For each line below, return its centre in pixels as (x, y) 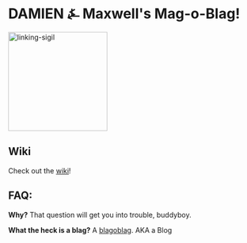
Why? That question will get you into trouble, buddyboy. (100, 215)
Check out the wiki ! (40, 170)
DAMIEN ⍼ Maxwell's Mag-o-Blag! (124, 14)
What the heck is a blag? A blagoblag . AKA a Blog (90, 230)
